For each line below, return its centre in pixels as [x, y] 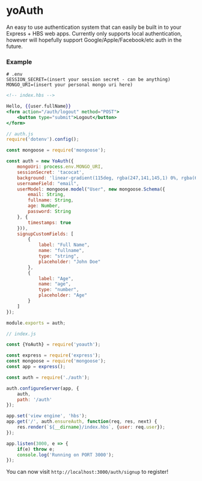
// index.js [21, 334]
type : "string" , [59, 256]
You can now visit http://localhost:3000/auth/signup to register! [87, 472]
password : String [49, 212]
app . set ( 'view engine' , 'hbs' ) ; [47, 416]
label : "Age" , [56, 278]
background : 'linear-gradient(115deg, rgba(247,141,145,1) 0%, [98, 178]
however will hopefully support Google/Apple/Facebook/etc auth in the [94, 40]
